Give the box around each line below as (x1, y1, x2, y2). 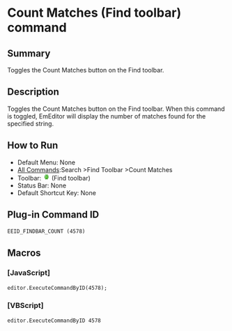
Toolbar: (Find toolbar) (17, 174, 91, 182)
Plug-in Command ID (7, 209, 100, 221)
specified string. (7, 119, 54, 128)
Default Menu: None (17, 158, 75, 167)
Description (7, 86, 59, 98)
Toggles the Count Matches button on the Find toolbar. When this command (7, 105, 225, 113)
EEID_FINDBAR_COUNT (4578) (7, 228, 86, 235)
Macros (7, 247, 41, 259)
